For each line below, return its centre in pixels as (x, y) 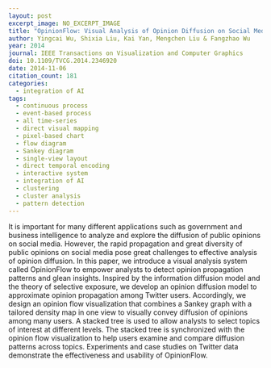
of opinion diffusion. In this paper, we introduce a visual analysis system (128, 261)
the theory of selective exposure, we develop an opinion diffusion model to (133, 286)
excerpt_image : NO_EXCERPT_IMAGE (65, 23)
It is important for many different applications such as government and (125, 226)
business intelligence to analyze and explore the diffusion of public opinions (134, 235)
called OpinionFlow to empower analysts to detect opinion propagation (126, 269)
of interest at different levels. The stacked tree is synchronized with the (127, 329)
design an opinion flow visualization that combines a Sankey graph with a (130, 303)
